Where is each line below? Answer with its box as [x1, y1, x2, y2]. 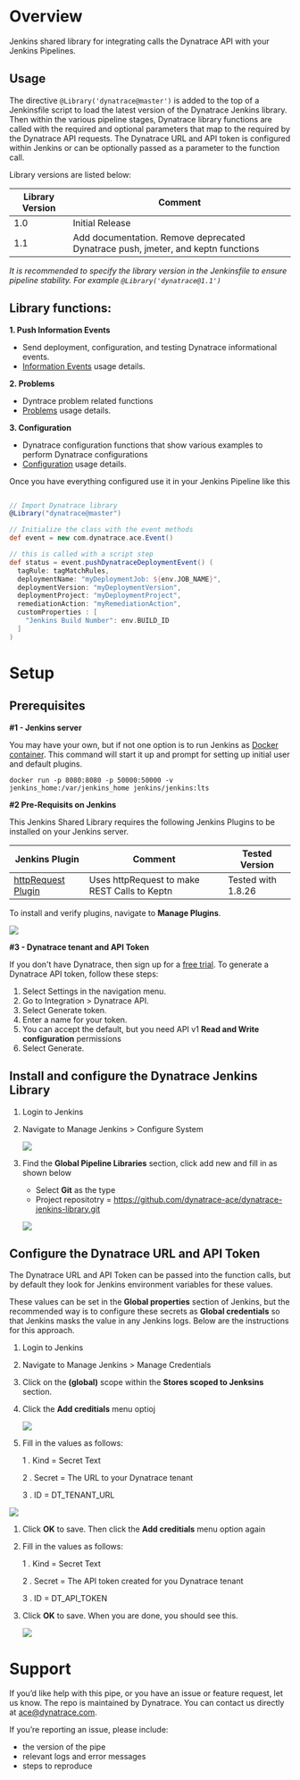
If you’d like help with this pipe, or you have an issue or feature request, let [9, 1688, 283, 1699]
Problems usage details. [21, 405, 112, 416]
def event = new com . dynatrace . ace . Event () [9, 533, 174, 542]
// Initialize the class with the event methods [9, 525, 194, 534]
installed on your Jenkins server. [9, 826, 129, 836]
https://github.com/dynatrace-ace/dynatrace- [112, 1194, 283, 1205]
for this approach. [9, 1325, 75, 1336]
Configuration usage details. [21, 458, 127, 469]
